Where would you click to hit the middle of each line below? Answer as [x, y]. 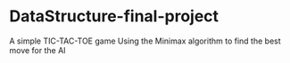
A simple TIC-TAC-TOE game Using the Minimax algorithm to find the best [145, 41]
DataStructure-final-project [114, 16]
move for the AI [37, 50]
